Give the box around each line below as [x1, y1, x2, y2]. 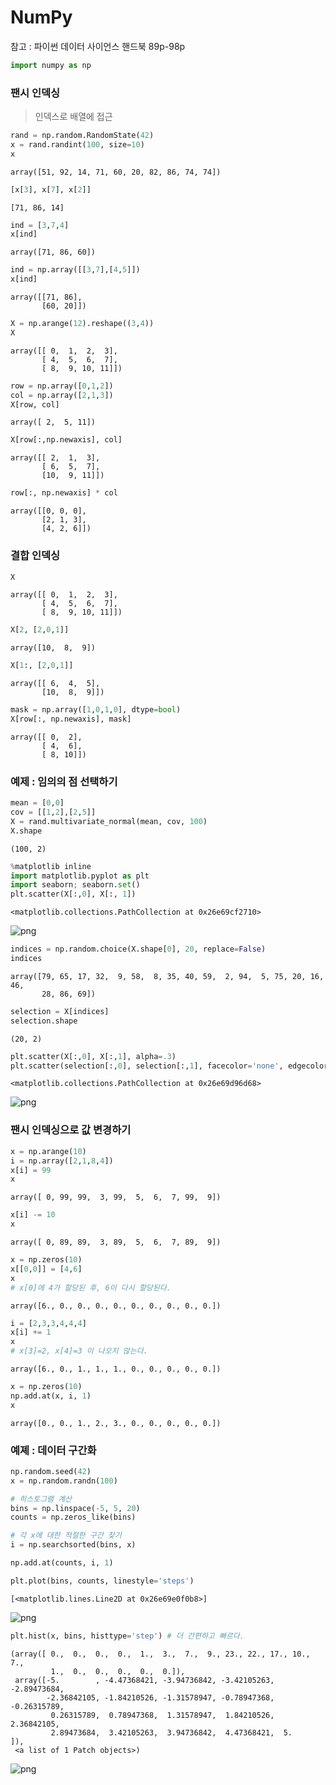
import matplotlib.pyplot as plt [10, 871, 150, 881]
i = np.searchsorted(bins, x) [10, 1540, 137, 1550]
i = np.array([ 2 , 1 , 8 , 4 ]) [10, 1156, 114, 1166]
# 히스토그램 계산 [10, 1494, 73, 1504]
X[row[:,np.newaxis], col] [10, 435, 123, 445]
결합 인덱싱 [10, 549, 61, 563]
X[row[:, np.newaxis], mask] [10, 714, 132, 725]
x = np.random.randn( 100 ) [10, 1476, 118, 1486]
